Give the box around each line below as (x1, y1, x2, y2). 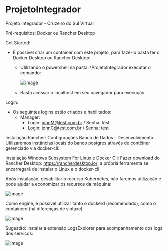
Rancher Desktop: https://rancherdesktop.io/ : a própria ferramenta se (5, 160, 149, 166)
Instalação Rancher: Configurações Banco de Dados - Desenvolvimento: (5, 134, 155, 140)
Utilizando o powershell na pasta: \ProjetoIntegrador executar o (20, 64, 151, 70)
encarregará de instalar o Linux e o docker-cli (5, 165, 99, 172)
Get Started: (5, 39, 31, 46)
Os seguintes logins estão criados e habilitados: (12, 109, 112, 115)
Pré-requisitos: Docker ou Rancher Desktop (5, 30, 95, 36)
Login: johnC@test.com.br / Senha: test (27, 125, 109, 131)
